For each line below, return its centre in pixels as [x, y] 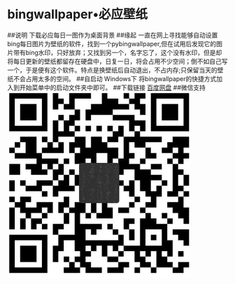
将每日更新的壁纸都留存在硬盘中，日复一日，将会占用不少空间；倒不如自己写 [117, 61]
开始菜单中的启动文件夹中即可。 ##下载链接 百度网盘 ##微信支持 [113, 87]
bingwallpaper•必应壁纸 [78, 14]
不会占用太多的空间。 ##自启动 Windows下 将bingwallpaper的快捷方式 [115, 78]
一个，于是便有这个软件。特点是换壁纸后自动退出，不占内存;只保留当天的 [113, 70]
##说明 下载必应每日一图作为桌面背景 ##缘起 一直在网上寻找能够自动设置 [113, 35]
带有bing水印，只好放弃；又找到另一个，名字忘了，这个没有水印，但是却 [117, 52]
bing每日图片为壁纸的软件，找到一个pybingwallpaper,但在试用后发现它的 [112, 43]
